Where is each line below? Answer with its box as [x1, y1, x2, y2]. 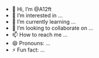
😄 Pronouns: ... [11, 40, 51, 47]
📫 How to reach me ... [11, 31, 68, 38]
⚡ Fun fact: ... [11, 46, 45, 53]
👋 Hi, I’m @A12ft [11, 6, 52, 12]
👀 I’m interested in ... [11, 12, 63, 19]
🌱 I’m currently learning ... [11, 18, 76, 25]
